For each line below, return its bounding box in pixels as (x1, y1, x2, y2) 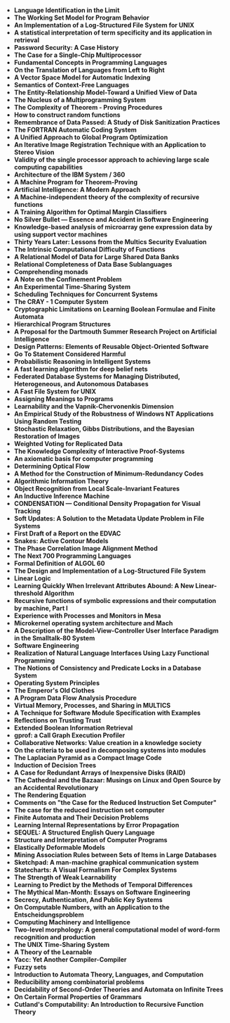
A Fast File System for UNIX (13, 387, 97, 395)
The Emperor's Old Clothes (13, 686, 95, 694)
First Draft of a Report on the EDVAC (13, 529, 121, 538)
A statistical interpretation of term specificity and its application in (13, 28, 212, 37)
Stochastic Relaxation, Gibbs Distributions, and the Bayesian (13, 425, 195, 433)
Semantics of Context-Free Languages (13, 81, 130, 89)
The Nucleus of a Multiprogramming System (13, 96, 146, 104)
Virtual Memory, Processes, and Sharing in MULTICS (13, 701, 171, 709)
